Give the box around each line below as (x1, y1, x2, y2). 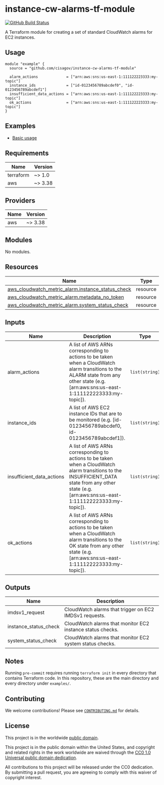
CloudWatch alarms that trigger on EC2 (64, 606, 155, 613)
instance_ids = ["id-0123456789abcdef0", (9, 83, 123, 88)
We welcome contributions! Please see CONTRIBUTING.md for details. (5, 708, 140, 714)
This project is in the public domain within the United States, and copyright (5, 744, 155, 750)
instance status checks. (64, 626, 119, 633)
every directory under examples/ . (5, 680, 71, 686)
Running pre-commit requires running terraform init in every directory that (5, 670, 157, 676)
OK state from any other (69, 542, 124, 549)
